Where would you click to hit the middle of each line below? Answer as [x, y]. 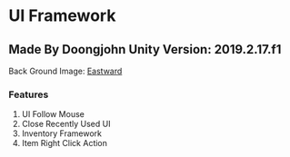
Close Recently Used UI [66, 124]
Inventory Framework [61, 133]
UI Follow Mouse [53, 114]
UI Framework [62, 16]
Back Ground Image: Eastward [65, 71]
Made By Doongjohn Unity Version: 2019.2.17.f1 [145, 49]
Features [29, 94]
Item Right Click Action [65, 143]
